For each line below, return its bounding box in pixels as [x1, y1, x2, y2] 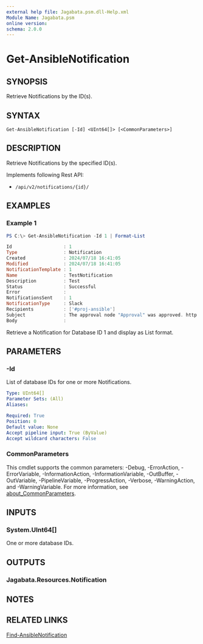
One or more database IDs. [6, 540, 74, 547]
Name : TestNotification [6, 272, 113, 278]
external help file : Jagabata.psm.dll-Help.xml [6, 9, 129, 15]
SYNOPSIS [6, 76, 48, 87]
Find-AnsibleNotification [6, 631, 67, 639]
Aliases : [6, 402, 29, 408]
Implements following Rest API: [6, 171, 84, 178]
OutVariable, [6, 477, 38, 484]
